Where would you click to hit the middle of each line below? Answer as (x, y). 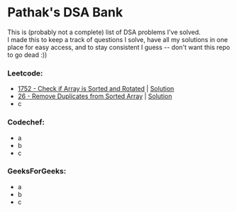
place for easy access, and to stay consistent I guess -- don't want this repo (119, 47)
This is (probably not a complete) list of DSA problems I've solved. (104, 32)
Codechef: (26, 122)
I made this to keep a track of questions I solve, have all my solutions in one (118, 39)
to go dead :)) (27, 55)
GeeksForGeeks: (37, 171)
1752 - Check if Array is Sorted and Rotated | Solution (96, 89)
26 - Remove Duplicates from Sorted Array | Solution (95, 96)
